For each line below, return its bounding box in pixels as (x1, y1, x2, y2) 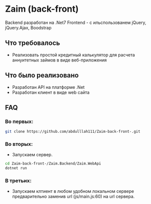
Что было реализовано (5, 71, 79, 80)
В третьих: (5, 177, 32, 184)
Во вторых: (5, 141, 33, 147)
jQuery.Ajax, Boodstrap (5, 24, 52, 30)
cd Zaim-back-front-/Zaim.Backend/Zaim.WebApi (5, 161, 101, 166)
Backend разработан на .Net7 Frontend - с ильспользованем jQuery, (5, 20, 147, 25)
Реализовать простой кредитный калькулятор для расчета (12, 52, 135, 58)
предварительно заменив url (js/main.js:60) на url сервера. (12, 194, 135, 200)
